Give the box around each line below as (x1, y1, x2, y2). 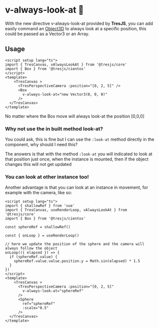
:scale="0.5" (22, 306, 49, 310)
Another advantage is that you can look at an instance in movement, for (5, 184, 148, 190)
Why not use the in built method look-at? (5, 125, 103, 132)
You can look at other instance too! (5, 173, 89, 180)
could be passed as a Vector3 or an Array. (5, 31, 90, 36)
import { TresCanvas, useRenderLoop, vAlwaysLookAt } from (5, 208, 127, 213)
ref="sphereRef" (22, 301, 55, 306)
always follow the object (5, 246, 57, 251)
